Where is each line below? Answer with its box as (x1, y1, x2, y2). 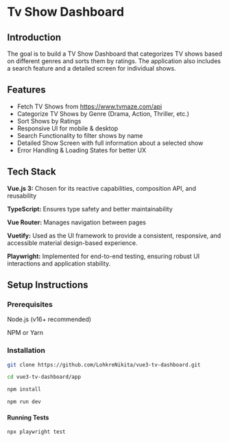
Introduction (7, 32, 62, 43)
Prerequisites (7, 299, 53, 309)
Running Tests (7, 413, 49, 421)
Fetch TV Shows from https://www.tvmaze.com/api (16, 102, 162, 110)
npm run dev (7, 399, 41, 406)
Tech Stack (7, 166, 56, 178)
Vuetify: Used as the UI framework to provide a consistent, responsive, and (7, 231, 221, 240)
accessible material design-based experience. (7, 238, 138, 247)
